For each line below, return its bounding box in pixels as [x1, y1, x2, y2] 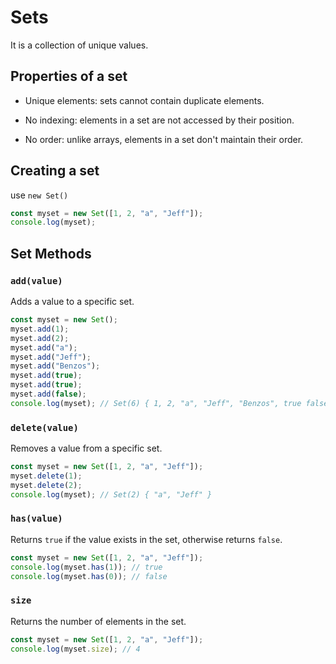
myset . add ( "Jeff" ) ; [10, 352, 92, 362]
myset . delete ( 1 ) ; [10, 471, 83, 481]
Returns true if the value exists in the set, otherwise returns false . [10, 533, 283, 545]
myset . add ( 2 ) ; [10, 333, 70, 343]
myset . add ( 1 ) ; [10, 324, 70, 334]
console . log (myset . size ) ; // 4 [10, 644, 141, 654]
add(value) [10, 275, 63, 286]
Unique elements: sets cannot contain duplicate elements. [24, 94, 265, 106]
